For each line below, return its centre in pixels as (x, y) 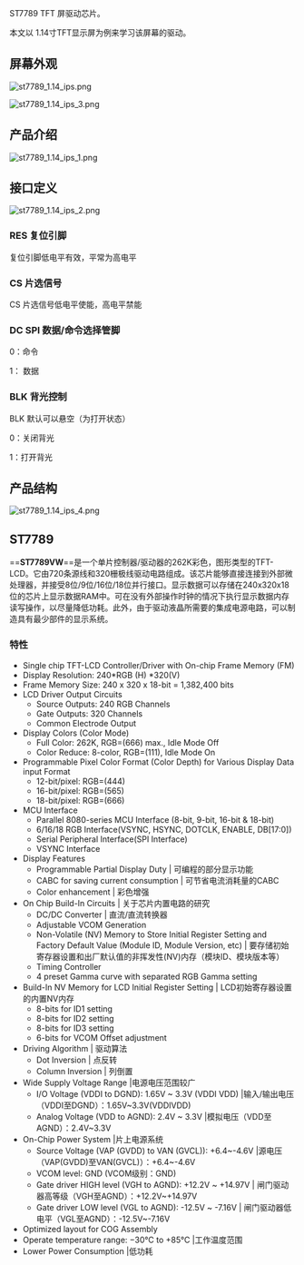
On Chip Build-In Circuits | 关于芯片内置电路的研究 (116, 903)
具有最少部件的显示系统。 (65, 619)
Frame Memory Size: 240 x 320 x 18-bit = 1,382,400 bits (128, 685)
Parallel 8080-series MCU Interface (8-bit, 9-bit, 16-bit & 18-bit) (155, 819)
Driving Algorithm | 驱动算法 (75, 1048)
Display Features (54, 858)
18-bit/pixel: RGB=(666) (80, 800)
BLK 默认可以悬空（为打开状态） (70, 418)
